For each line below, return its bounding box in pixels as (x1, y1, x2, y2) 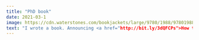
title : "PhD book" (6, 8, 52, 15)
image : (6, 19, 23, 25)
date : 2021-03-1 (6, 14, 46, 20)
